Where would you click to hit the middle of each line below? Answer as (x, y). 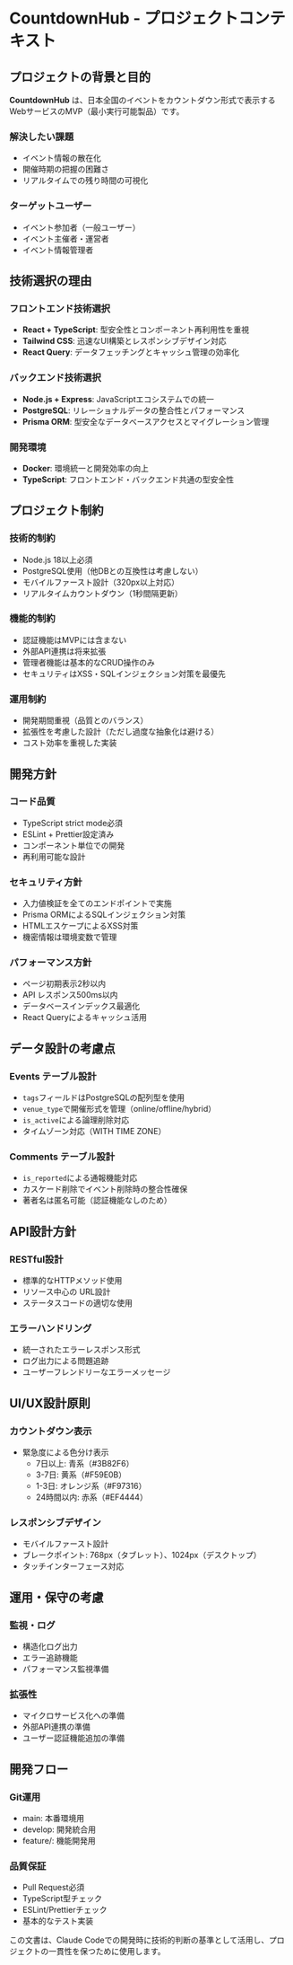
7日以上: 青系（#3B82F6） (85, 1464)
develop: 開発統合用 (59, 1829)
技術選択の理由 (51, 281)
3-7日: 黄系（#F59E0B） (81, 1475)
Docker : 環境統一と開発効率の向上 (86, 468)
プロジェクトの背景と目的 (80, 77)
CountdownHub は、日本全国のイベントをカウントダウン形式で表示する (142, 100)
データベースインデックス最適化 (81, 1006)
